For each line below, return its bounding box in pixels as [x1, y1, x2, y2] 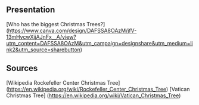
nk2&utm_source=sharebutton [6, 46, 80, 53]
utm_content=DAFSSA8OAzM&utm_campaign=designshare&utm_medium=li [6, 39, 193, 47]
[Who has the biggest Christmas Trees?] [6, 20, 105, 27]
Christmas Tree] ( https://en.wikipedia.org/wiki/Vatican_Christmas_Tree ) [6, 92, 181, 99]
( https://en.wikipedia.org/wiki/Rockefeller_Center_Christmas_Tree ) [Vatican [6, 85, 190, 92]
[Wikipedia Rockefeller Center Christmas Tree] [6, 79, 120, 86]
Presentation [6, 5, 55, 15]
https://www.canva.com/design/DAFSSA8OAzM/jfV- [8, 27, 137, 34]
